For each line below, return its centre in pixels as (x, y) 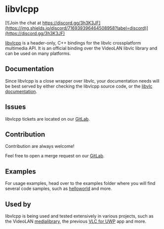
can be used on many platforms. (38, 53)
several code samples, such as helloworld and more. (59, 188)
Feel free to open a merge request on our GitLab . (55, 156)
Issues (16, 107)
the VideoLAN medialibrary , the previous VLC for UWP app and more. (76, 221)
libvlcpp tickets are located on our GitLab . (47, 119)
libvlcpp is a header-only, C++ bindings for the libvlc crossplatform (73, 43)
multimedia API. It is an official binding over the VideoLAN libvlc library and (81, 48)
